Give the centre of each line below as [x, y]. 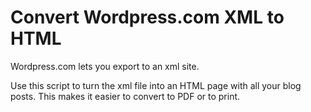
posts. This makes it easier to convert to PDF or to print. [125, 96]
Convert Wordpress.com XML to [147, 17]
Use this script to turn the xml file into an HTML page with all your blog [156, 85]
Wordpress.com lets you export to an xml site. [105, 66]
